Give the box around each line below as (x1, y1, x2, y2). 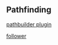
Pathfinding (6, 5, 51, 15)
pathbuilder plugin (6, 20, 52, 28)
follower (6, 32, 27, 40)
